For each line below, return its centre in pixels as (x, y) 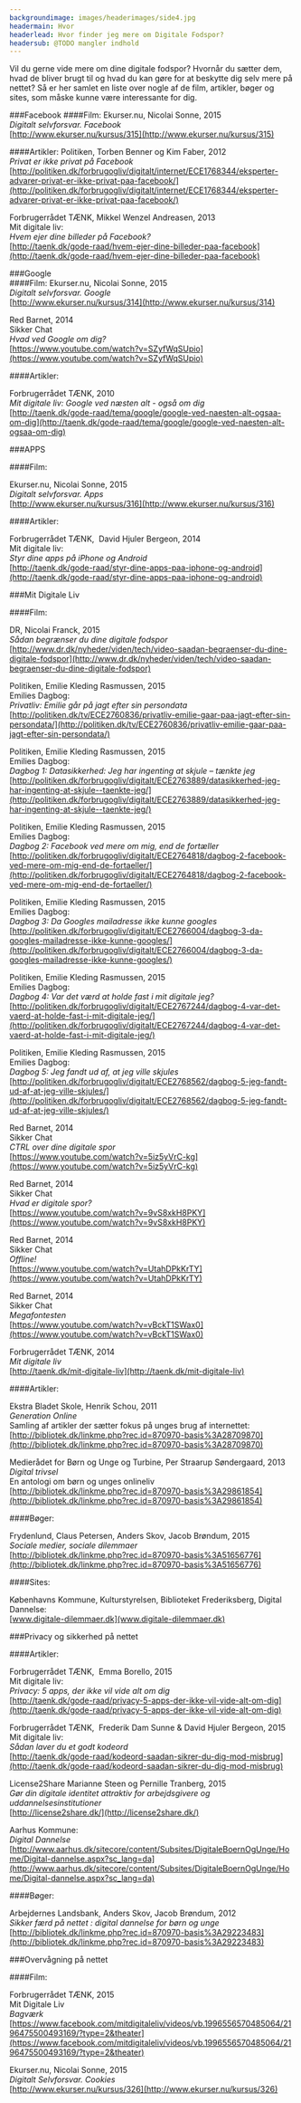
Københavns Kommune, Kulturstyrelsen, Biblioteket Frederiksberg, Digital (146, 1600)
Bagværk (27, 2014)
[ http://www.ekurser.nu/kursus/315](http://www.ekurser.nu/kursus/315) (142, 134)
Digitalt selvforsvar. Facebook (66, 125)
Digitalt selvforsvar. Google (60, 293)
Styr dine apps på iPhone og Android (78, 559)
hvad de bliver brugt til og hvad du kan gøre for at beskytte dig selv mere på (151, 79)
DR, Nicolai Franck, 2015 (55, 630)
